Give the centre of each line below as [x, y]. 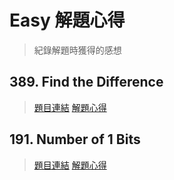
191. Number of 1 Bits [75, 139]
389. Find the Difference [86, 82]
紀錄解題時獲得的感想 [77, 50]
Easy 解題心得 [67, 20]
